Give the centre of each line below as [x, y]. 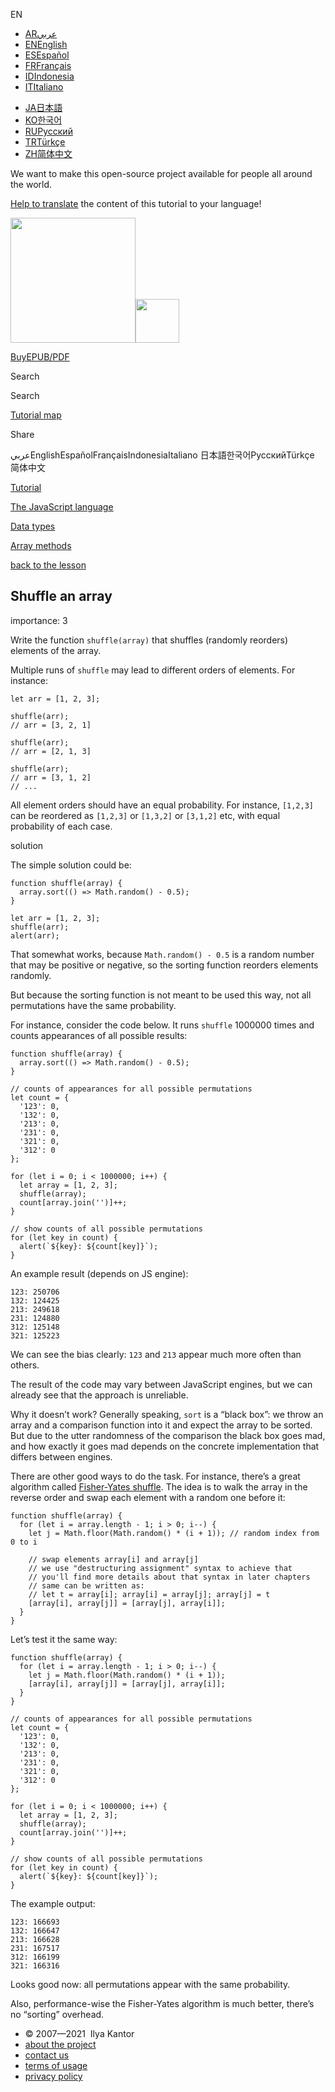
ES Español [47, 55]
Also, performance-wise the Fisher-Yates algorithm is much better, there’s [162, 2003]
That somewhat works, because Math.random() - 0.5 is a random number [162, 954]
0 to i [24, 1542]
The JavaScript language [62, 507]
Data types [33, 526]
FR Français [48, 65]
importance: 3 [39, 620]
